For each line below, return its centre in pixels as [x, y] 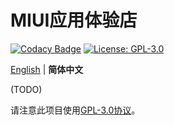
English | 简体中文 [47, 69]
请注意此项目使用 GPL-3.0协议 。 [75, 110]
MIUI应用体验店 [74, 20]
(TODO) [26, 89]
